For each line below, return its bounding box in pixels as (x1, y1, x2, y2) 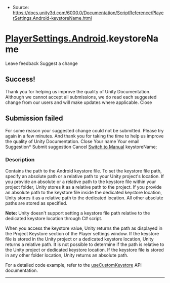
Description (5, 156, 35, 163)
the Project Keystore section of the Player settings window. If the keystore (5, 230, 159, 236)
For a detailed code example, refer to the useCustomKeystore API (5, 262, 142, 268)
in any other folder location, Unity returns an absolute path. (5, 252, 129, 258)
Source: (12, 5, 29, 10)
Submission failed (5, 114, 63, 123)
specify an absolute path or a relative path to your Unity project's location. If (5, 173, 164, 179)
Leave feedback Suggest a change (5, 60, 78, 66)
